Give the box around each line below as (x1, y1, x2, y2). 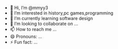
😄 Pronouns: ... (10, 33, 43, 39)
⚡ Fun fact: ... (10, 39, 38, 45)
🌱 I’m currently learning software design (10, 15, 93, 21)
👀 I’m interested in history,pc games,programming (10, 10, 113, 16)
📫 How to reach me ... (10, 26, 57, 32)
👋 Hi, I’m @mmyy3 (10, 5, 49, 10)
